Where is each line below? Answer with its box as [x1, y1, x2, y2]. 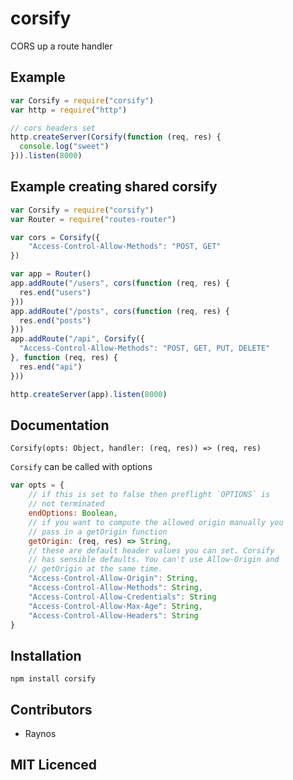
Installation [10, 647, 82, 664]
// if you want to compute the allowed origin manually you [28, 517, 284, 527]
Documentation [10, 417, 110, 434]
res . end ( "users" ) [19, 287, 92, 297]
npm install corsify [10, 674, 97, 684]
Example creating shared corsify [10, 178, 218, 196]
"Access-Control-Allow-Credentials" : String [28, 592, 217, 602]
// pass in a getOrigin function [28, 527, 168, 537]
